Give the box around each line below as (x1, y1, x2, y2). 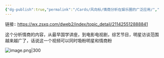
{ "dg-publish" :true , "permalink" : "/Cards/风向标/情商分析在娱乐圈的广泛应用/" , (5, 7, 158, 12)
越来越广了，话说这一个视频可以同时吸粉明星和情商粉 (5, 38, 112, 43)
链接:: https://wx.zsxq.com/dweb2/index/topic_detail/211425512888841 (5, 21, 148, 27)
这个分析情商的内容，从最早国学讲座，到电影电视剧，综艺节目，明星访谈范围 (5, 31, 159, 37)
